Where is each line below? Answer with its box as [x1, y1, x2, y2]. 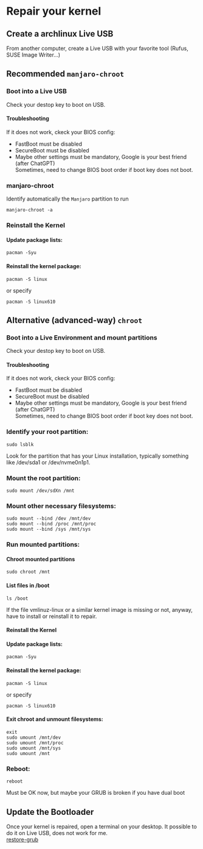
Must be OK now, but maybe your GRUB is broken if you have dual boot [6, 789, 185, 797]
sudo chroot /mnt [6, 569, 50, 575]
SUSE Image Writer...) [6, 51, 61, 59]
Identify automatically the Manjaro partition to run [6, 195, 129, 202]
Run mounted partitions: [6, 541, 80, 549]
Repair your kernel [6, 4, 101, 18]
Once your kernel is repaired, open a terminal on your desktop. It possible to [6, 823, 198, 830]
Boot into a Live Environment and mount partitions [6, 333, 157, 342]
